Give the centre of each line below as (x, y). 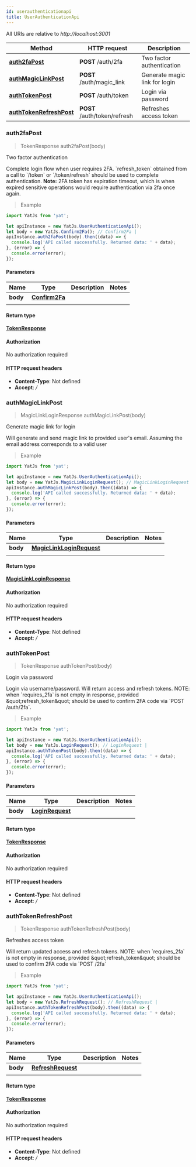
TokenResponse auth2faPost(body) (63, 146)
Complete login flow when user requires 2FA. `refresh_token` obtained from (97, 169)
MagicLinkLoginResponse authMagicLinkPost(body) (83, 415)
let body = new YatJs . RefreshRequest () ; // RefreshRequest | (82, 1002)
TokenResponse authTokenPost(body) (66, 666)
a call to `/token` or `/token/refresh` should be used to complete (82, 175)
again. (14, 193)
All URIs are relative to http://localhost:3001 (58, 33)
